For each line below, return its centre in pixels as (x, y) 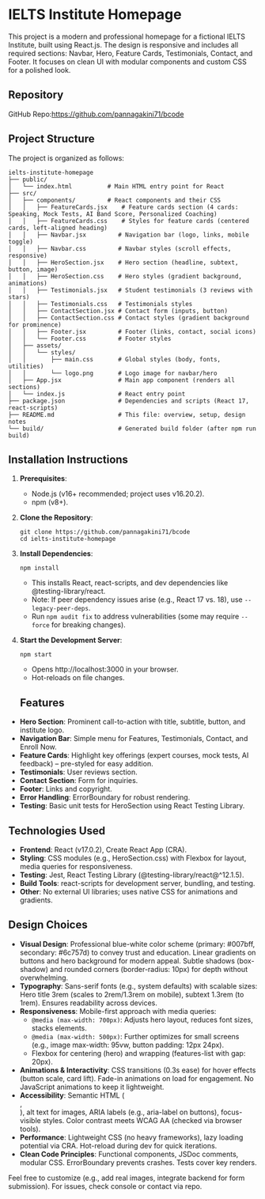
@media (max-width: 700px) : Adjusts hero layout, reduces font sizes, (142, 1019)
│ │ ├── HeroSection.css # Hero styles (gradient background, (125, 276)
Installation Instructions (68, 459)
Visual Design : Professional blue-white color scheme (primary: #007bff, (137, 944)
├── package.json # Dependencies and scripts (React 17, (129, 401)
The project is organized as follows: (66, 158)
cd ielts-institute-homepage (68, 539)
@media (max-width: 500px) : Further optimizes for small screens (135, 1036)
